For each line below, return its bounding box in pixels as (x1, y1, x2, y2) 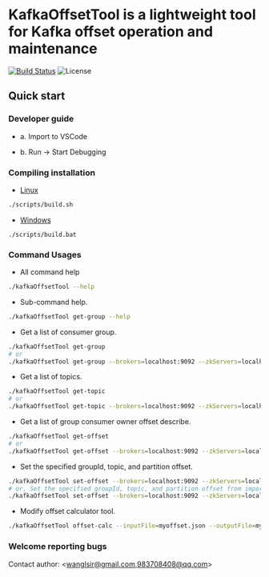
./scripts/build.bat (8, 230, 78, 238)
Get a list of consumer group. (19, 327, 117, 337)
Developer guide (8, 114, 74, 125)
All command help (19, 267, 80, 277)
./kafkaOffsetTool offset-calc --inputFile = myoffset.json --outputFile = (8, 522, 256, 530)
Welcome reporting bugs (8, 541, 107, 552)
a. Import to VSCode (19, 131, 88, 141)
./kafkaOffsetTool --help (8, 282, 94, 291)
